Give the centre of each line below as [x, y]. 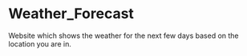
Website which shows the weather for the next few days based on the [123, 35]
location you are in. [40, 43]
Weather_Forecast [71, 14]
